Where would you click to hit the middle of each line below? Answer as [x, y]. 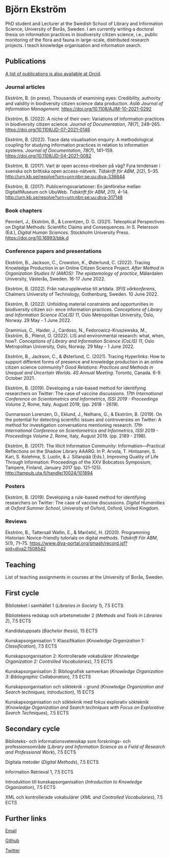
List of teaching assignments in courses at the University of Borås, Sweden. [85, 577]
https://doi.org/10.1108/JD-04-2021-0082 [48, 156]
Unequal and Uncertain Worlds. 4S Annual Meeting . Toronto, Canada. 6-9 [83, 373]
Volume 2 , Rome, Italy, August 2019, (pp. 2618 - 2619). [62, 404]
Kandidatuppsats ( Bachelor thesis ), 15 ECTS [51, 631]
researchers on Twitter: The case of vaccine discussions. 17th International [84, 393]
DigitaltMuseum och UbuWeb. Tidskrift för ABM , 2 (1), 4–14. [67, 192]
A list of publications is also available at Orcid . [53, 74]
